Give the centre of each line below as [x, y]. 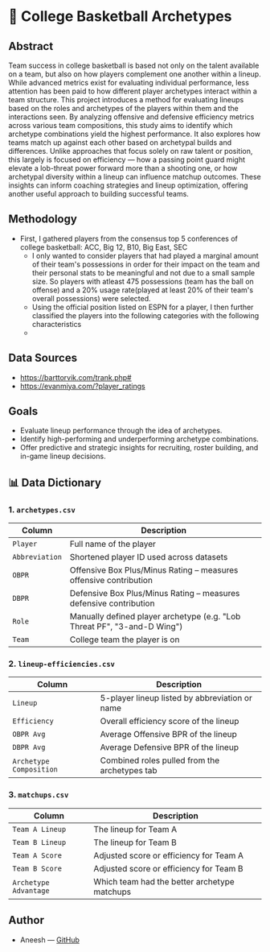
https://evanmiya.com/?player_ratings [83, 386]
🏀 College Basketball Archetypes [120, 17]
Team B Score [37, 868]
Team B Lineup [39, 842]
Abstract [31, 46]
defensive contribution [112, 603]
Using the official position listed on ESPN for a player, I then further [143, 307]
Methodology [43, 219]
